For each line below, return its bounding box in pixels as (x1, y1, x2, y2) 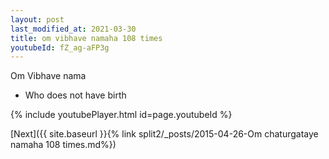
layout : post (10, 14, 65, 25)
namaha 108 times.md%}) (10, 139, 117, 151)
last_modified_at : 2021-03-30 (10, 24, 137, 34)
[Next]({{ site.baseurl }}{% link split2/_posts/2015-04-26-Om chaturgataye (10, 128, 319, 140)
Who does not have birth (24, 89, 127, 101)
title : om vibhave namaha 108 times (10, 33, 163, 43)
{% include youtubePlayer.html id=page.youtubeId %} (10, 109, 233, 121)
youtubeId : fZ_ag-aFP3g (10, 42, 110, 53)
